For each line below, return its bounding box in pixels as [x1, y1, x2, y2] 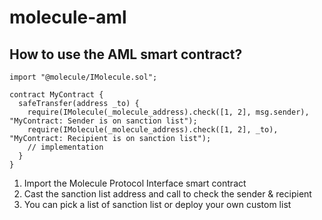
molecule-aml [9, 6, 127, 29]
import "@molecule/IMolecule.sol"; [9, 72, 158, 82]
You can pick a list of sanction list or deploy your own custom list [23, 199, 292, 210]
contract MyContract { [9, 90, 104, 100]
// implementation [27, 142, 104, 152]
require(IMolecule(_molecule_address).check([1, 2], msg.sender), [27, 107, 310, 117]
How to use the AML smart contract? [9, 46, 243, 63]
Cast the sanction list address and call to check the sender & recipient [23, 188, 312, 200]
